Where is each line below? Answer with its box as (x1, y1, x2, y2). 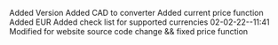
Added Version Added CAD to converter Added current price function (9, 8, 264, 18)
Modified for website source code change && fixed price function (9, 26, 249, 36)
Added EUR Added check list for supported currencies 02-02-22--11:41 (9, 17, 270, 27)
